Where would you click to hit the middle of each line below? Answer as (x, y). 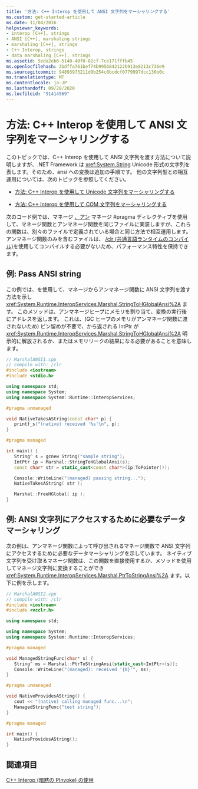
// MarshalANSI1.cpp (32, 359)
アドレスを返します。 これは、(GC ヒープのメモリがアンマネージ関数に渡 (99, 318)
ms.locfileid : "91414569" (38, 94)
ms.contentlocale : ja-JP (37, 83)
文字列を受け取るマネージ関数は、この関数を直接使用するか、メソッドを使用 (99, 560)
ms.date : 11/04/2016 (32, 22)
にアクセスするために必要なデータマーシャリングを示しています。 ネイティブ (99, 553)
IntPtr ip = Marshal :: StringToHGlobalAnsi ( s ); (72, 462)
